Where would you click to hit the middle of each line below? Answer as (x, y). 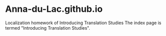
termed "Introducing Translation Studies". (48, 28)
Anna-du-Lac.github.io (54, 9)
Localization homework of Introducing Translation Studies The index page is (83, 23)
